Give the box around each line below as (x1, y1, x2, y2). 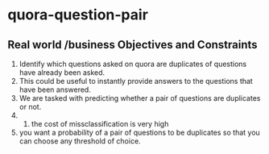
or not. (19, 102, 42, 111)
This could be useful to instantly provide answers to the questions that (19, 77, 253, 85)
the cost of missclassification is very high (31, 119, 169, 128)
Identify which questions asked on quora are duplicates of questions (19, 59, 247, 69)
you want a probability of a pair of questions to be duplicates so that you (19, 127, 261, 137)
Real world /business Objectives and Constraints (7, 38, 259, 52)
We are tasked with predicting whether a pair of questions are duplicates (19, 94, 261, 102)
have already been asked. (19, 68, 106, 77)
